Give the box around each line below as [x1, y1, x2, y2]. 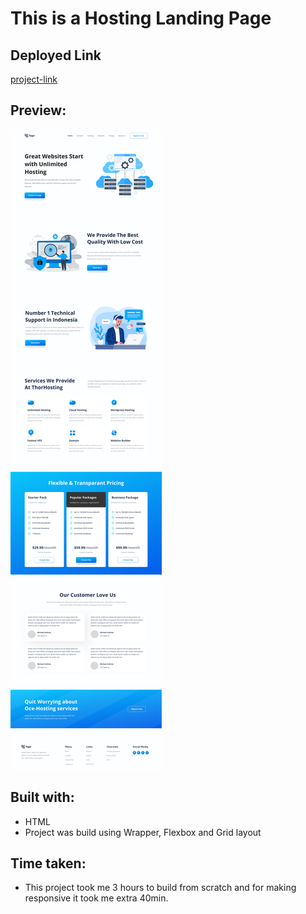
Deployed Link [10, 47, 102, 64]
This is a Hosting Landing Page [10, 7, 272, 30]
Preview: [10, 102, 67, 119]
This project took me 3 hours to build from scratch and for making [24, 882, 297, 894]
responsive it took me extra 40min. [24, 892, 169, 904]
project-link [10, 73, 58, 85]
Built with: [10, 789, 75, 806]
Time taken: [10, 855, 87, 872]
